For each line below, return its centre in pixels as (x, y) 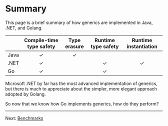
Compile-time (41, 40)
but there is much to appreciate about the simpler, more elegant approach (81, 88)
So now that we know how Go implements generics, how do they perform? (82, 103)
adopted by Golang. (25, 94)
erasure (74, 46)
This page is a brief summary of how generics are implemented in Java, (79, 22)
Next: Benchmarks (24, 118)
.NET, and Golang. (24, 27)
